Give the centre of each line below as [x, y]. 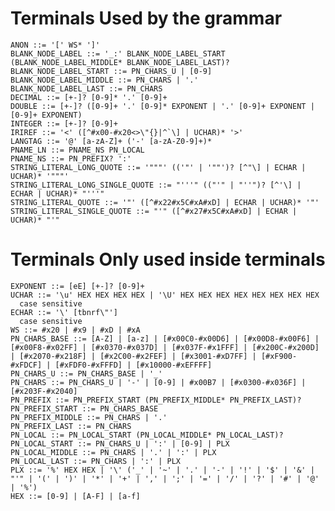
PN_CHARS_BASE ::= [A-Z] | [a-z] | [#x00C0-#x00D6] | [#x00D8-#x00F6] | [165, 338]
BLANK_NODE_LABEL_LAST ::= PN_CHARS [86, 88]
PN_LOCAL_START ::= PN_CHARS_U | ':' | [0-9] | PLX [120, 443]
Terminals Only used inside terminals [168, 259]
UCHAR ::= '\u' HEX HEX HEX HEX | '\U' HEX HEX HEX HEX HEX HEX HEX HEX [165, 295]
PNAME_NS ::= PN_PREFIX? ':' [71, 158]
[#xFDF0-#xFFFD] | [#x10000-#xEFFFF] [133, 365]
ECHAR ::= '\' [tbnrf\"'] [64, 312]
